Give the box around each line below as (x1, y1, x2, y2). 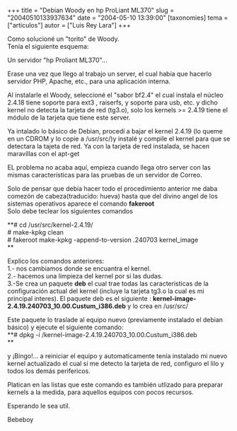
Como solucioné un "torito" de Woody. (7, 35, 120, 43)
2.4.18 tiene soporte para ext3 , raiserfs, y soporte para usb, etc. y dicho (7, 98, 218, 107)
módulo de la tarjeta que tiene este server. (7, 113, 131, 122)
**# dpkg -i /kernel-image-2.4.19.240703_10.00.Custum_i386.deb (7, 331, 197, 338)
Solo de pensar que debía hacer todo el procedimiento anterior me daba (7, 184, 218, 193)
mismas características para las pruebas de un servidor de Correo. (7, 171, 203, 179)
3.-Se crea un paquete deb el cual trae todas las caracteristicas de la (7, 279, 209, 288)
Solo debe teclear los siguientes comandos (7, 207, 133, 215)
